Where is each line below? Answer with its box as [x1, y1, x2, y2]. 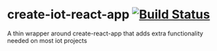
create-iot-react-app [7, 7, 130, 22]
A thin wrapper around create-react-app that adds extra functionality [7, 29, 204, 37]
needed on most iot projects [7, 36, 88, 44]
